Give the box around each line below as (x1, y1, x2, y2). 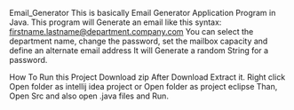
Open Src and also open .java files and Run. (9, 90, 169, 101)
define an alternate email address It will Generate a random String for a (9, 45, 269, 56)
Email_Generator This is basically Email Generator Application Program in (9, 8, 276, 18)
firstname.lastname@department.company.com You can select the (9, 27, 254, 36)
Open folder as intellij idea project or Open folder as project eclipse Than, (9, 82, 278, 91)
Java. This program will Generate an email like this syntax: (9, 17, 222, 27)
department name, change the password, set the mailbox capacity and (9, 35, 268, 46)
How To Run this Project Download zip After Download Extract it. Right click (9, 72, 286, 82)
